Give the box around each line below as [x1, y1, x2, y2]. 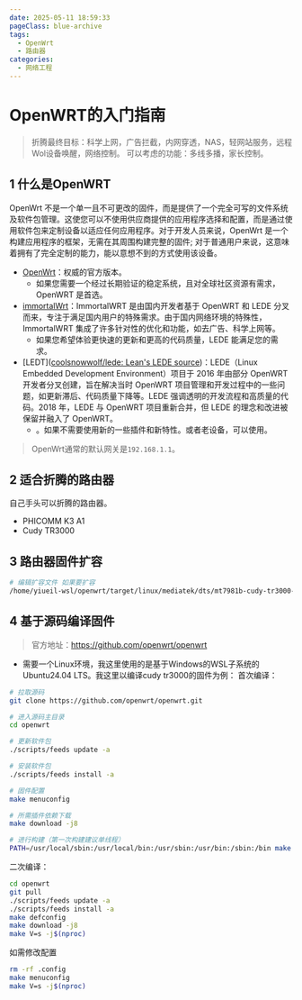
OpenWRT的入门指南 [9, 105, 166, 126]
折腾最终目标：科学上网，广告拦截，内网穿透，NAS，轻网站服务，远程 [31, 136, 292, 147]
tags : [9, 30, 30, 39]
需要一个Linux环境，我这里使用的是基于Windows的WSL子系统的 [22, 659, 261, 669]
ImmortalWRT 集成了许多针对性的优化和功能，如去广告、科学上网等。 [22, 323, 280, 333]
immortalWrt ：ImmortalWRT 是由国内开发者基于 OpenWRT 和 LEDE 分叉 [22, 300, 290, 311]
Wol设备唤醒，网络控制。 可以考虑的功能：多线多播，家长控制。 [31, 148, 269, 159]
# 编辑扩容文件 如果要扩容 [9, 578, 96, 587]
